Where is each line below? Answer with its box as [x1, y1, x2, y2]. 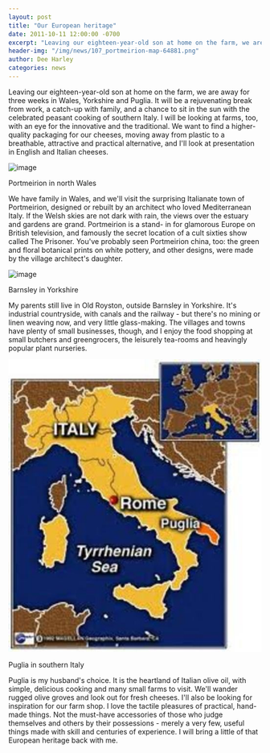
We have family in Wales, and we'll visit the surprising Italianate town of [8, 193, 245, 203]
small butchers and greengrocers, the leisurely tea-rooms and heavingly [8, 334, 247, 344]
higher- [231, 121, 256, 130]
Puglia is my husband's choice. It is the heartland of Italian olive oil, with [8, 676, 247, 685]
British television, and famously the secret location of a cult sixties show [8, 228, 247, 238]
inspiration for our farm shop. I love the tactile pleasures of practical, [8, 701, 235, 711]
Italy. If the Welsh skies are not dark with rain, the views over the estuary [8, 210, 249, 221]
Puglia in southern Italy [8, 660, 84, 670]
